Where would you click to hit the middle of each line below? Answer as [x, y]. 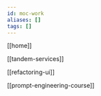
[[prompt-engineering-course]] [51, 86]
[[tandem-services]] [35, 59]
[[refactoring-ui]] [31, 72]
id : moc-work [26, 13]
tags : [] [19, 26]
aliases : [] [24, 20]
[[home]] [19, 46]
